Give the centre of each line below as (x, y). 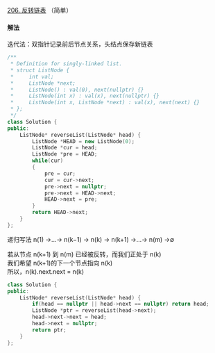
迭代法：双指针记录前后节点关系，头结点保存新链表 (80, 44)
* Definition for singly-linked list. (66, 64)
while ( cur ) (48, 161)
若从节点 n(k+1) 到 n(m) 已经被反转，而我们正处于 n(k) (84, 254)
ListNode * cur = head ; (65, 148)
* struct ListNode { (40, 70)
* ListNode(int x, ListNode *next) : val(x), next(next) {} (105, 103)
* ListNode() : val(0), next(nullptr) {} (77, 90)
